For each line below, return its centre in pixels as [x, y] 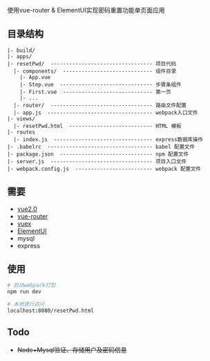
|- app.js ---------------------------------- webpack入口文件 [106, 113]
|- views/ [21, 119]
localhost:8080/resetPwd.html [51, 311]
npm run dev [24, 292]
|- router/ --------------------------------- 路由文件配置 [100, 105]
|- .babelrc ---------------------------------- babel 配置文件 [101, 147]
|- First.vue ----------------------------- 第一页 [95, 92]
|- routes [21, 132]
